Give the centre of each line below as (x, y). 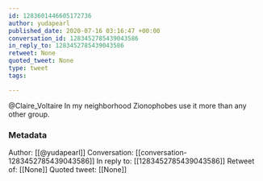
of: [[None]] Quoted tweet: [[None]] (68, 169)
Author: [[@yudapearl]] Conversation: (71, 152)
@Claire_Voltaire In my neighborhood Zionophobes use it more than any (128, 105)
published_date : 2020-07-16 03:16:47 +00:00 (84, 31)
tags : (17, 76)
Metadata (27, 135)
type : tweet (28, 68)
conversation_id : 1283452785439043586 (73, 38)
